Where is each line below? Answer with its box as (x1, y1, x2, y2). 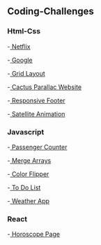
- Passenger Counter (7, 143, 68, 151)
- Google (7, 56, 33, 64)
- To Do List (7, 183, 41, 191)
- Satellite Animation (7, 109, 65, 118)
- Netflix (7, 42, 31, 51)
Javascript (7, 127, 45, 136)
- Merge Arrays (7, 156, 52, 164)
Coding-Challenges (7, 6, 94, 17)
